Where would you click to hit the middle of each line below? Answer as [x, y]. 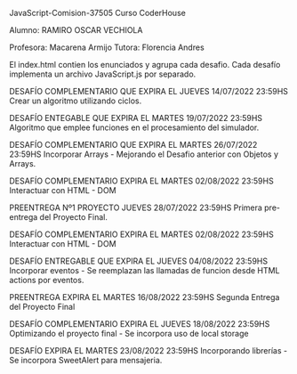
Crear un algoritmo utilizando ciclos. [76, 101]
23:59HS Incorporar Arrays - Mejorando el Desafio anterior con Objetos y [144, 154]
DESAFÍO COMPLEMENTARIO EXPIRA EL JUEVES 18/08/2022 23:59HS [140, 324]
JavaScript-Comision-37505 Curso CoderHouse [98, 13]
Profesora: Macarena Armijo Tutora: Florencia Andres [107, 47]
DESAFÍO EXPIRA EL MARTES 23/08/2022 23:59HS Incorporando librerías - [148, 350]
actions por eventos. [47, 280]
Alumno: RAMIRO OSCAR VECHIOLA [76, 30]
